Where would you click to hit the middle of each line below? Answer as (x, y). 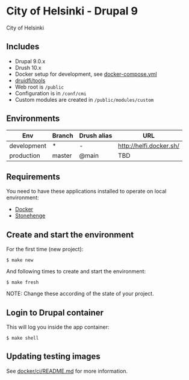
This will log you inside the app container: (58, 327)
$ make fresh (23, 282)
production (25, 155)
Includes (23, 47)
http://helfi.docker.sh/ (149, 146)
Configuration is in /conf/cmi (51, 93)
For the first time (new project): (45, 249)
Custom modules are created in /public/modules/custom (84, 99)
